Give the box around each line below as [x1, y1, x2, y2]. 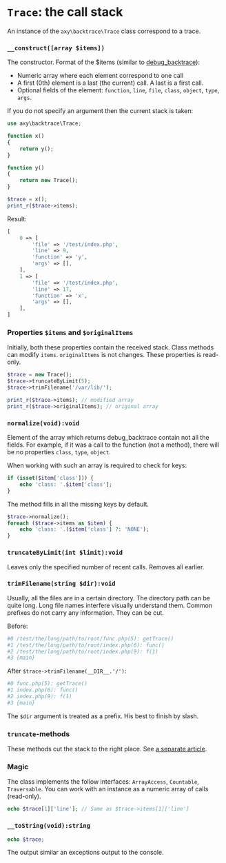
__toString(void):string [7, 822, 91, 830]
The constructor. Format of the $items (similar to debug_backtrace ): [7, 58, 200, 66]
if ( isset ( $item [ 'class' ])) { [7, 475, 94, 482]
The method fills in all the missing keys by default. [7, 500, 150, 508]
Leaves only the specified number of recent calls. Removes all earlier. [7, 562, 205, 571]
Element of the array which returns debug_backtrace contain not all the [7, 434, 209, 442]
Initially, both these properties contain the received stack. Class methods [7, 343, 214, 352]
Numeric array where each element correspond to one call [17, 72, 184, 80]
